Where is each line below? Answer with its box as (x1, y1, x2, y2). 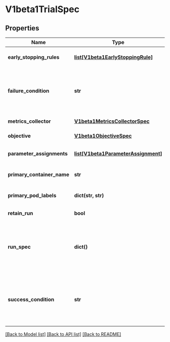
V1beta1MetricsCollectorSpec (74, 118, 150, 125)
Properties (5, 24, 39, 32)
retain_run (8, 210, 33, 217)
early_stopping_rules (8, 54, 60, 60)
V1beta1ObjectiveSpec (74, 132, 132, 139)
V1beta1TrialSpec (5, 4, 80, 15)
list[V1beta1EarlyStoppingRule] (74, 54, 153, 60)
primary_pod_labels (8, 192, 57, 199)
